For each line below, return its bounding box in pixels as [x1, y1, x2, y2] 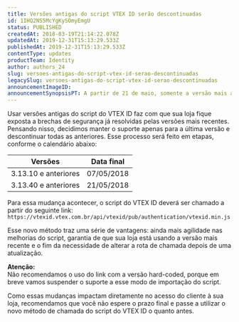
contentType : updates [7, 51, 72, 58]
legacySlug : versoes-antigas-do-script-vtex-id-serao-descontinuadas [7, 76, 218, 84]
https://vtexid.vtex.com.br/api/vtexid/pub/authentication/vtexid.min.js [7, 214, 231, 221]
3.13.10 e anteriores [11, 169, 80, 179]
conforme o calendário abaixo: [7, 140, 97, 148]
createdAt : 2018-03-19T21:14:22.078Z [7, 30, 119, 38]
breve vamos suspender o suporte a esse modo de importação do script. [7, 278, 222, 286]
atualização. [7, 249, 43, 257]
